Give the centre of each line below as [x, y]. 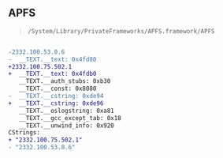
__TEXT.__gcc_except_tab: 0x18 [70, 118]
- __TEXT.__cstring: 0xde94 [56, 96]
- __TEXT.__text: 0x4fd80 [52, 59]
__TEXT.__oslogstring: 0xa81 [66, 111]
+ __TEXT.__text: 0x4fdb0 [52, 74]
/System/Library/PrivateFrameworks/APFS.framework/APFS [121, 31]
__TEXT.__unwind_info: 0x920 [66, 126]
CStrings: [24, 133]
